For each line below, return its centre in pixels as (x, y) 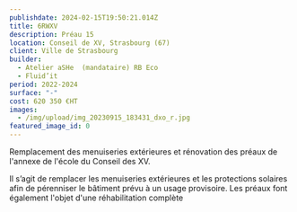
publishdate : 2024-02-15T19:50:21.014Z (84, 18)
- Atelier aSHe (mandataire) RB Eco (88, 68)
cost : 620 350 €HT (44, 101)
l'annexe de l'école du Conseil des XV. (80, 161)
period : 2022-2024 (44, 84)
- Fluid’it (38, 76)
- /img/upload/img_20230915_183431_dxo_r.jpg (104, 118)
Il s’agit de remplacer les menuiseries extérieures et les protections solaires (148, 179)
